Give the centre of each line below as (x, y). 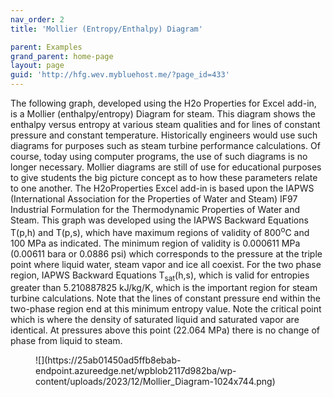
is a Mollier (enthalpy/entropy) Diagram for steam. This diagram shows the (163, 114)
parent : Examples (46, 47)
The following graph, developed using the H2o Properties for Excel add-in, (163, 103)
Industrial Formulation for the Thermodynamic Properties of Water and (155, 209)
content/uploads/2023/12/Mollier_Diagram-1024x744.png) (155, 382)
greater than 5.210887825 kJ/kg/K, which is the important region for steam (164, 288)
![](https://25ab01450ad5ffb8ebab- (108, 360)
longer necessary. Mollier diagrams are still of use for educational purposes (166, 167)
